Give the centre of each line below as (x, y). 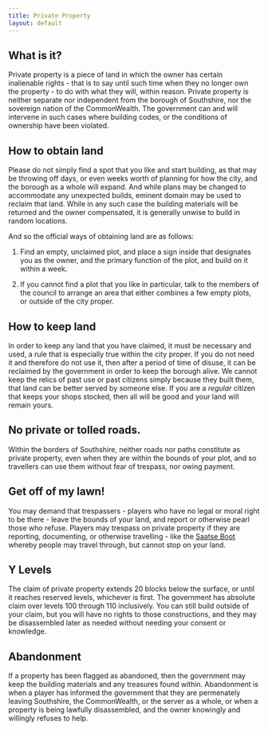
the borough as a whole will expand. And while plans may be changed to (127, 187)
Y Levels (30, 569)
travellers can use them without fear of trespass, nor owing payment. (122, 466)
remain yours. (31, 405)
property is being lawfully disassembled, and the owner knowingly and (124, 710)
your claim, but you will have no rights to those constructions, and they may (132, 614)
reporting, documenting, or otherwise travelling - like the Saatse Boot (122, 536)
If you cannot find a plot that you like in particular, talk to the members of (139, 284)
